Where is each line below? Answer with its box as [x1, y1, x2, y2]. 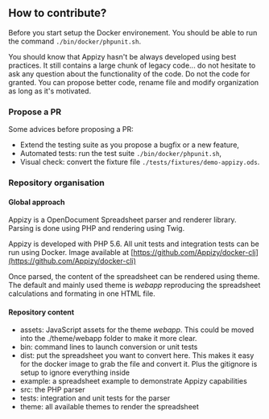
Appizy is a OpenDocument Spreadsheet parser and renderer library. [8, 215, 237, 224]
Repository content [8, 307, 75, 317]
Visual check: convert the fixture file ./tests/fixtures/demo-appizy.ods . [19, 157, 260, 167]
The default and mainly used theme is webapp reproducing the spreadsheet [8, 281, 261, 290]
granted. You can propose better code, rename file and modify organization [8, 77, 259, 87]
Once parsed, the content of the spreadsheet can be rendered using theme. [8, 272, 260, 281]
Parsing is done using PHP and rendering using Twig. [8, 224, 185, 233]
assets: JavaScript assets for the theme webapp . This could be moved [19, 325, 255, 335]
